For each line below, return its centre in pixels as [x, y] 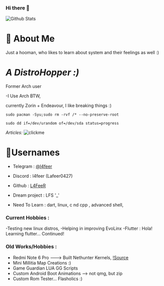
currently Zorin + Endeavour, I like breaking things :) [59, 106]
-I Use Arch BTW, [23, 96]
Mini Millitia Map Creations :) [42, 263]
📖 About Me [30, 39]
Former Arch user [24, 86]
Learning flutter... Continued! [35, 234]
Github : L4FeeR [29, 186]
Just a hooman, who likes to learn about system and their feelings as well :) [82, 53]
